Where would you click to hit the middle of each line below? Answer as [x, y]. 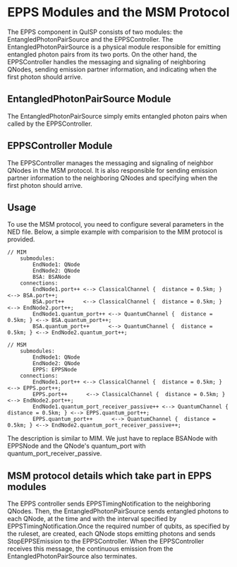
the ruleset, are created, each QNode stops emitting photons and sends [111, 534]
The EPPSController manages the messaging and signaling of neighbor [110, 162]
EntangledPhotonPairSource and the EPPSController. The [90, 39]
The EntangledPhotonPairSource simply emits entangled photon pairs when [117, 116]
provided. [21, 239]
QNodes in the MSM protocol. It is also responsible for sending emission [112, 170]
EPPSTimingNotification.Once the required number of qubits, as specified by [119, 526]
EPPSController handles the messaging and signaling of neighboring [107, 61]
